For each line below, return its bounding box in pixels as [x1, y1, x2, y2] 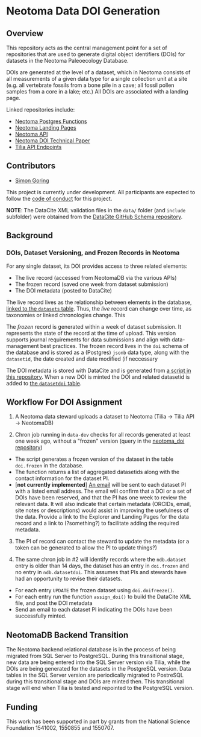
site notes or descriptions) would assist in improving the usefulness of [14, 507, 190, 514]
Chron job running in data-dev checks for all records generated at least [14, 431, 191, 438]
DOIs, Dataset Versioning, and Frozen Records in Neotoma [6, 248, 180, 257]
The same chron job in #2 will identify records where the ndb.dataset [14, 556, 187, 563]
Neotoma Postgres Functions [14, 118, 87, 125]
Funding [6, 701, 38, 712]
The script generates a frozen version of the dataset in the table [14, 455, 173, 463]
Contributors [6, 161, 56, 171]
